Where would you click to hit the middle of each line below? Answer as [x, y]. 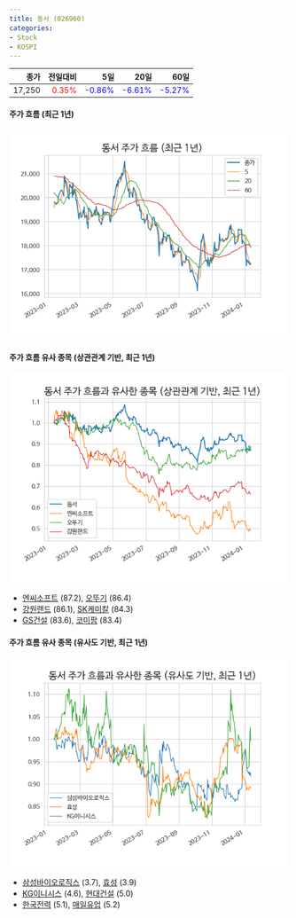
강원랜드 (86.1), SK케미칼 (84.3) [78, 608]
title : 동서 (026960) [47, 19]
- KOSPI [23, 47]
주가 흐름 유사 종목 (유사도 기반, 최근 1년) [79, 642]
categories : [31, 28]
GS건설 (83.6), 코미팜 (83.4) [72, 620]
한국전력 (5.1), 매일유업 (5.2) [71, 905]
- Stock [23, 37]
